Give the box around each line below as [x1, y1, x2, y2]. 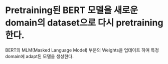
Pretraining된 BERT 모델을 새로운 [5, 4, 138, 16]
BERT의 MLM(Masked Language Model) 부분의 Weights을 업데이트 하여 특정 [5, 47, 159, 53]
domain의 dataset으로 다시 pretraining [5, 17, 163, 28]
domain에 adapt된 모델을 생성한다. [5, 53, 74, 59]
